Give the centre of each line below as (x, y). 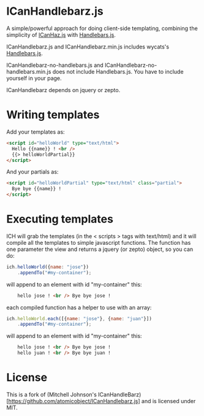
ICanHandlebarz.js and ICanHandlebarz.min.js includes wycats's (88, 47)
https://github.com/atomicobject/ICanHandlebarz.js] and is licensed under (102, 401)
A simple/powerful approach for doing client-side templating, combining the (102, 28)
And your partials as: (32, 172)
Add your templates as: (36, 132)
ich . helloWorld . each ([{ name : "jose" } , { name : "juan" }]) (79, 318)
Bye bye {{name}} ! (37, 189)
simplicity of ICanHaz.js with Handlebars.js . (61, 34)
